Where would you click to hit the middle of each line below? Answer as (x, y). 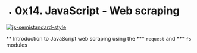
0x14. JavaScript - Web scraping (97, 11)
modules (17, 45)
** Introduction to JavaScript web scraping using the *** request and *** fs (99, 38)
